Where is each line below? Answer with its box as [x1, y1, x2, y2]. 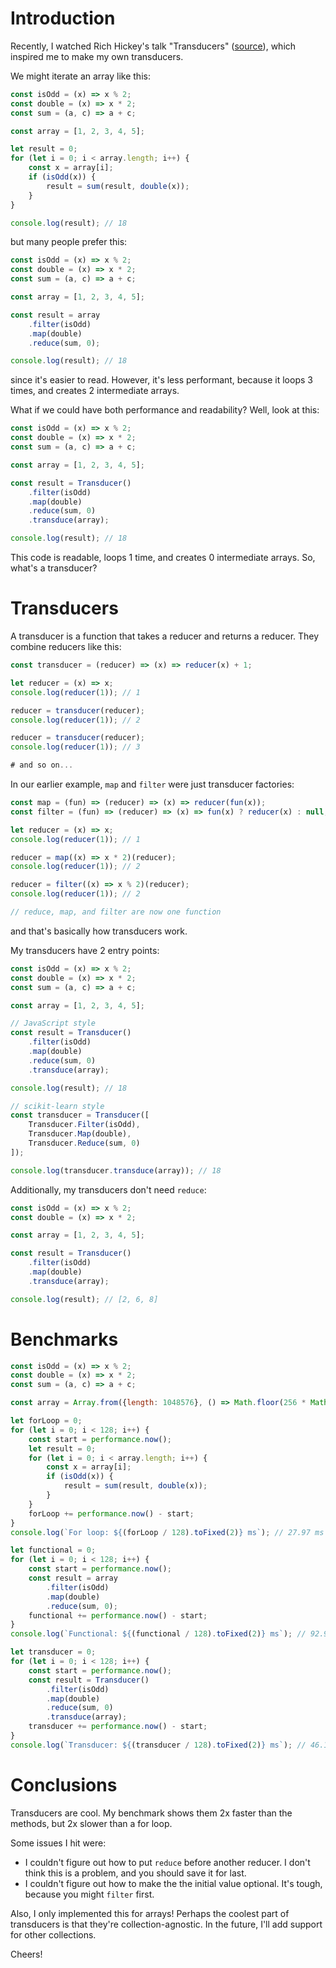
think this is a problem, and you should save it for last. [24, 1867, 247, 1879]
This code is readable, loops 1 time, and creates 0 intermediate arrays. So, [10, 552, 316, 564]
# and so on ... [10, 760, 74, 771]
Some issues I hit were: [10, 1837, 107, 1849]
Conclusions [10, 1774, 118, 1796]
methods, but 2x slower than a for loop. [10, 1817, 173, 1829]
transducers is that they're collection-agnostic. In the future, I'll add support [10, 1918, 323, 1930]
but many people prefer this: [10, 236, 128, 248]
